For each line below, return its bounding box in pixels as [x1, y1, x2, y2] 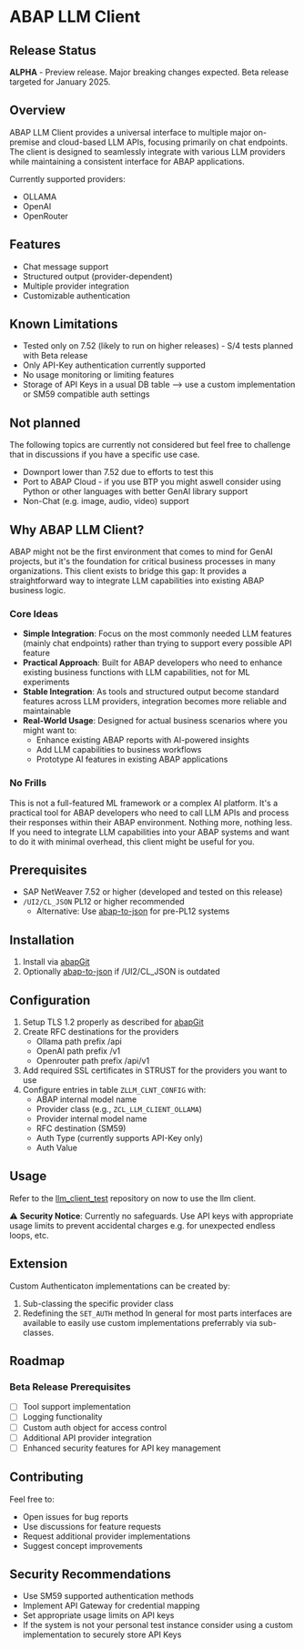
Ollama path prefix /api [35, 1036, 123, 1047]
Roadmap [9, 1353, 66, 1369]
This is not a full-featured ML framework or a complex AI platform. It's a [9, 797, 279, 808]
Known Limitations [9, 317, 118, 332]
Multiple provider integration [22, 280, 129, 291]
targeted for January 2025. [9, 76, 111, 87]
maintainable [22, 705, 71, 716]
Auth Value [35, 1142, 77, 1153]
